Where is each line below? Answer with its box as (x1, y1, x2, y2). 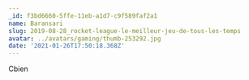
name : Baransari (8, 19, 63, 27)
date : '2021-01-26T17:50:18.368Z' (8, 42, 126, 50)
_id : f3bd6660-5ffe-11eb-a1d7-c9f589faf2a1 (8, 11, 158, 20)
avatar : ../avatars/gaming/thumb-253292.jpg (8, 34, 161, 43)
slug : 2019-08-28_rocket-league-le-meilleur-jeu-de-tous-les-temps (8, 27, 242, 35)
